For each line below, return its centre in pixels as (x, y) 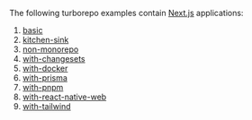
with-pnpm (43, 87)
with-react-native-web (64, 97)
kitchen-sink (45, 40)
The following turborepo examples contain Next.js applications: (126, 13)
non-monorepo (50, 49)
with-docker (45, 68)
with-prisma (45, 78)
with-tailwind (46, 106)
